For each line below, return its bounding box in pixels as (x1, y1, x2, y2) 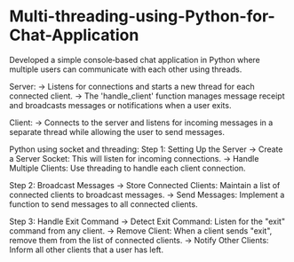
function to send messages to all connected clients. (9, 198, 198, 210)
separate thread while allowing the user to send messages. (9, 126, 225, 137)
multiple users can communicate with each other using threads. (9, 64, 242, 75)
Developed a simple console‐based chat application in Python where (9, 54, 260, 65)
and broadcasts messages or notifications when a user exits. (9, 99, 232, 110)
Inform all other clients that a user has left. (9, 244, 164, 255)
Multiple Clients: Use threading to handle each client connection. (9, 163, 246, 173)
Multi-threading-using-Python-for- (9, 6, 275, 27)
